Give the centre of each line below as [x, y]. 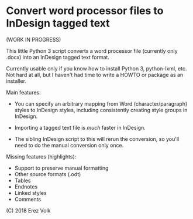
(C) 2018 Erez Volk [28, 210]
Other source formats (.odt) [48, 174]
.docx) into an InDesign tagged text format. [58, 57]
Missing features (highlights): [41, 156]
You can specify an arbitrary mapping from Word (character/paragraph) [101, 103]
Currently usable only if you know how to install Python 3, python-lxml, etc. [96, 68]
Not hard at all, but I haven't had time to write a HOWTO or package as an [95, 75]
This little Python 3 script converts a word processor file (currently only [92, 50]
